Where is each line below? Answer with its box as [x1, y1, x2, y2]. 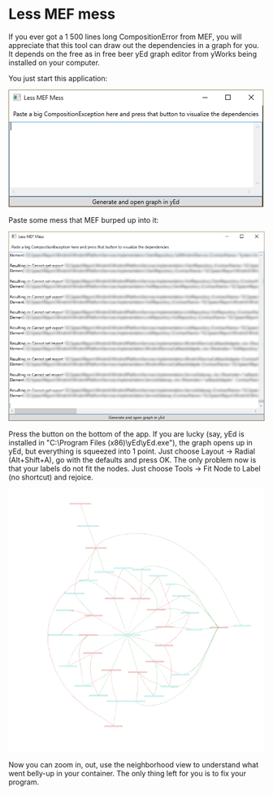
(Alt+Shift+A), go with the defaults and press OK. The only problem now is [8, 455, 257, 465]
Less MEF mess [8, 5, 116, 24]
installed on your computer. [8, 58, 100, 67]
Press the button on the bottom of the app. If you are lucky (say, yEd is [8, 429, 245, 439]
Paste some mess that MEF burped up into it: [8, 215, 159, 224]
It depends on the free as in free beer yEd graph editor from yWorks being [8, 49, 258, 59]
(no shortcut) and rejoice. [8, 472, 93, 482]
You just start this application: [8, 73, 108, 83]
